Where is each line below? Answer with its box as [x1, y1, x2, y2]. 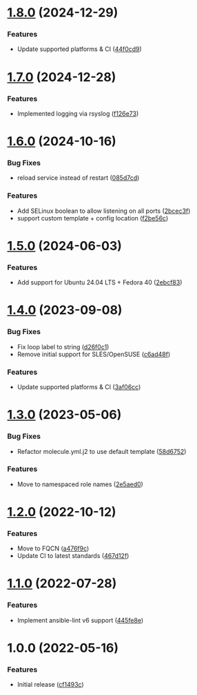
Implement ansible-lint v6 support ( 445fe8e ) [17, 616, 144, 624]
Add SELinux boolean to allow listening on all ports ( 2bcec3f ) [17, 207, 191, 215]
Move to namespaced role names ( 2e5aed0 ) [17, 480, 143, 488]
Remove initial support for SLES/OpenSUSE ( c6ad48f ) [17, 350, 171, 358]
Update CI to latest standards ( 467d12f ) [17, 552, 129, 560]
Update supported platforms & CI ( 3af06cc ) [17, 383, 141, 391]
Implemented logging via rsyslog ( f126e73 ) [17, 109, 139, 118]
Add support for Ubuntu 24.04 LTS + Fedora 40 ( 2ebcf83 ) [17, 278, 183, 287]
